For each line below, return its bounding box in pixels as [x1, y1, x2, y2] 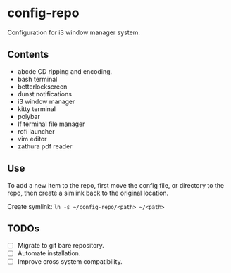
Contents [7, 49, 49, 61]
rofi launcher [17, 127, 55, 135]
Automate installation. [17, 249, 81, 258]
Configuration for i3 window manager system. [7, 28, 141, 37]
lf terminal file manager [17, 120, 85, 128]
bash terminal [17, 75, 58, 83]
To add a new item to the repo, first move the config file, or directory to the [7, 181, 224, 189]
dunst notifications [17, 89, 73, 98]
